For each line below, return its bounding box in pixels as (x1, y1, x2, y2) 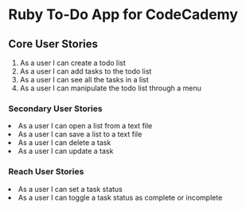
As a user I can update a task (18, 147, 114, 156)
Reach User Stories (8, 166, 84, 178)
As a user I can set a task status (18, 184, 123, 193)
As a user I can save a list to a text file (18, 129, 143, 139)
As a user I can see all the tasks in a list (19, 75, 149, 84)
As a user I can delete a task (18, 138, 111, 147)
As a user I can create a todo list (19, 58, 126, 67)
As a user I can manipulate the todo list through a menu (19, 83, 201, 93)
